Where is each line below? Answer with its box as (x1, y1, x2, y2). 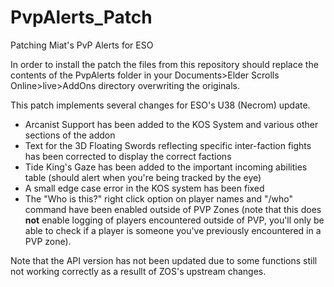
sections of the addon (24, 129, 116, 141)
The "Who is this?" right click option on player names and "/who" (24, 192, 293, 205)
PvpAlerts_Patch (10, 6, 153, 29)
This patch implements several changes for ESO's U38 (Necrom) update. (10, 99, 311, 111)
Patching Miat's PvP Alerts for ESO (10, 39, 154, 51)
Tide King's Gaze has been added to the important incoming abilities (24, 161, 308, 173)
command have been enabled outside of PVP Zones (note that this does (24, 203, 322, 215)
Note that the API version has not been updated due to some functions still (10, 254, 318, 266)
